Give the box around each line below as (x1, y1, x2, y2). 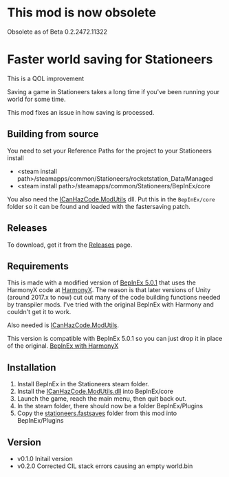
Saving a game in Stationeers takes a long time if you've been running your (7, 87, 220, 96)
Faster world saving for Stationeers (7, 52, 213, 67)
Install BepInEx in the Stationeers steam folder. (17, 380, 149, 388)
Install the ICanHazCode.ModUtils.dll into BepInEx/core (17, 387, 174, 396)
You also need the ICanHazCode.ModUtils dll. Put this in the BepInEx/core (7, 195, 215, 203)
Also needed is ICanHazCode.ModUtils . (7, 321, 119, 329)
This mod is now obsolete (7, 5, 157, 21)
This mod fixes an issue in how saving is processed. (7, 108, 155, 116)
